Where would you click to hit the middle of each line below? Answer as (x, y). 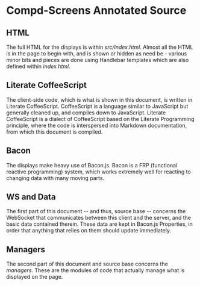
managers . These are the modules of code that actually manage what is (95, 270)
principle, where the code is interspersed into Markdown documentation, (97, 125)
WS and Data (31, 197)
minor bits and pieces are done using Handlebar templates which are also (98, 60)
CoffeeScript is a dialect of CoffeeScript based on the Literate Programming (100, 119)
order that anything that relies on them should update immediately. (89, 231)
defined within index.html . (38, 66)
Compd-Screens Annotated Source (96, 11)
